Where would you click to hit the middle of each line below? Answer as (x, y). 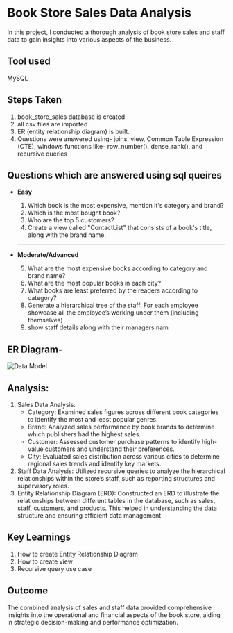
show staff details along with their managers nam (98, 327)
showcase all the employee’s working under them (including (113, 313)
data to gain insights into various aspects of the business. (89, 39)
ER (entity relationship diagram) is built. (73, 131)
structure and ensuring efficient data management (89, 515)
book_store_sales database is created (71, 117)
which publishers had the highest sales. (84, 434)
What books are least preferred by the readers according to (113, 290)
